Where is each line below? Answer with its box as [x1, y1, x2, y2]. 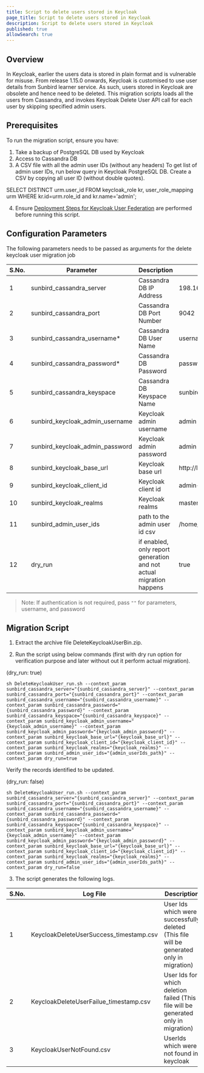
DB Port [138, 308, 161, 317]
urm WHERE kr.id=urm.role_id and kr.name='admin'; [6, 193, 137, 200]
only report [138, 545, 170, 554]
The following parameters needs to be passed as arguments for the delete [6, 244, 192, 252]
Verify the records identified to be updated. [6, 766, 114, 774]
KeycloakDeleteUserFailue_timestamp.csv [31, 997, 151, 1006]
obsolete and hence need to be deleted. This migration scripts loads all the [6, 90, 194, 97]
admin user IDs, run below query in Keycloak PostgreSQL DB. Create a [15, 168, 191, 175]
